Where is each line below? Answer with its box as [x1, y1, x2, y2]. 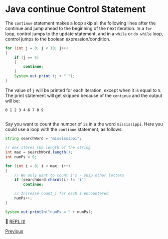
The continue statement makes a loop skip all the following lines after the [5, 20, 156, 26]
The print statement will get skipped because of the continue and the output [5, 92, 162, 98]
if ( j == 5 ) [14, 55, 39, 60]
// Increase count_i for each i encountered [14, 191, 109, 196]
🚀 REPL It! [5, 218, 26, 224]
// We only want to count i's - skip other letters [14, 172, 124, 178]
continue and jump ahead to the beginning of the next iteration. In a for [5, 25, 152, 31]
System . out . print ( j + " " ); [14, 73, 75, 78]
